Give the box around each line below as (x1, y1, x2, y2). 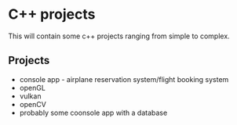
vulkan (19, 91, 42, 101)
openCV (19, 99, 47, 109)
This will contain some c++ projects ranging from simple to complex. (8, 31, 230, 41)
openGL (19, 83, 46, 92)
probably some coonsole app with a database (19, 108, 168, 117)
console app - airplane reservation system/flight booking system (19, 74, 229, 84)
